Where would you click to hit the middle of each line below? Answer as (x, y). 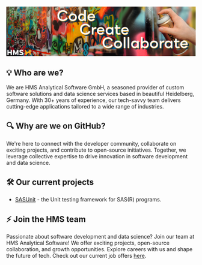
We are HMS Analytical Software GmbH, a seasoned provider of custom (95, 87)
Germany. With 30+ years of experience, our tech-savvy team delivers (94, 100)
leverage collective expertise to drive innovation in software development (97, 156)
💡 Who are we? (35, 73)
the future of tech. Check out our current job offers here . (76, 256)
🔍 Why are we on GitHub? (56, 126)
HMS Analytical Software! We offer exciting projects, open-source (88, 243)
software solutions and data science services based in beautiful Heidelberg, (100, 94)
